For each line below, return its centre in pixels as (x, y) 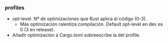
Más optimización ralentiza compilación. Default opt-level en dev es (91, 24)
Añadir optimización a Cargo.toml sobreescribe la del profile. (76, 35)
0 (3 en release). (37, 30)
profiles (15, 8)
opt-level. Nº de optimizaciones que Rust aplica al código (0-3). (79, 19)
